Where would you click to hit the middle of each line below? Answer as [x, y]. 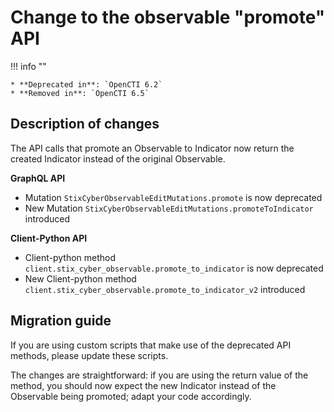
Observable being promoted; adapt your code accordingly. [131, 396]
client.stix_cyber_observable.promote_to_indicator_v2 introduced [165, 289]
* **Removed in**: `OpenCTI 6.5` [80, 93]
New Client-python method [80, 278]
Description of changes [85, 124]
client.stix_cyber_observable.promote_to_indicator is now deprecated [174, 268]
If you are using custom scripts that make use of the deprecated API [151, 345]
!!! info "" [28, 66]
